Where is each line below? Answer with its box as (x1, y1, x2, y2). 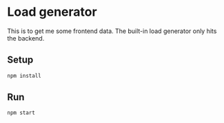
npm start (7, 109, 36, 117)
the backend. (7, 34, 45, 42)
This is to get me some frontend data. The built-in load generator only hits (7, 27, 217, 35)
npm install (7, 72, 41, 79)
